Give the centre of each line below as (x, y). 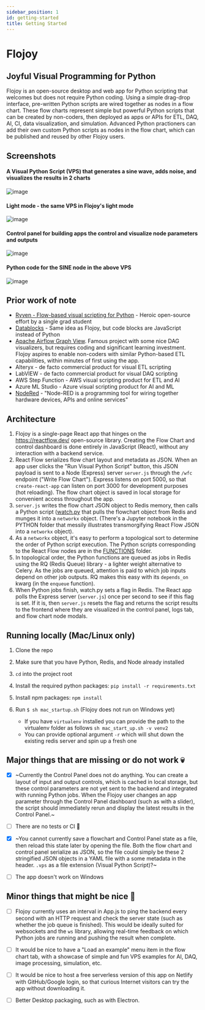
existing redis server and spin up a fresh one (80, 741)
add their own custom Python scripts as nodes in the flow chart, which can (101, 130)
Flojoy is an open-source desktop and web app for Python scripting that (97, 91)
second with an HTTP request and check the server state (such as (99, 918)
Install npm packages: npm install (59, 698)
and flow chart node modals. (51, 616)
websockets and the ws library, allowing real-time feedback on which (102, 931)
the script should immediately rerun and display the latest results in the (105, 808)
